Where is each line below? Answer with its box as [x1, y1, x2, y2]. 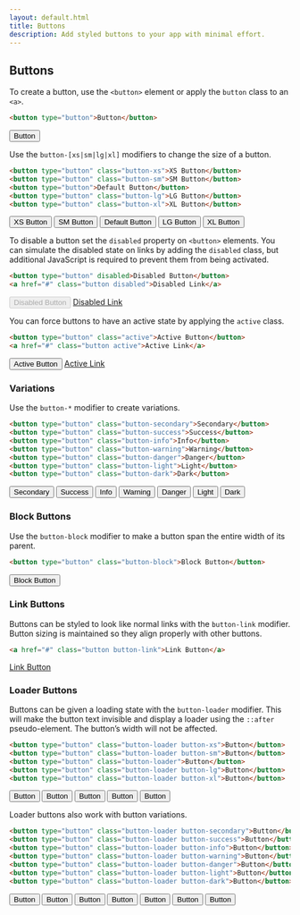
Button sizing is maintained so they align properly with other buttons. [9, 628, 262, 639]
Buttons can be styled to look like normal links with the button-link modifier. [9, 618, 291, 629]
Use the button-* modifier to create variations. [9, 402, 180, 413]
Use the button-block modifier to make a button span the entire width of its [9, 530, 286, 541]
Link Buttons [9, 598, 65, 611]
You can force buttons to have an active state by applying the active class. [9, 316, 285, 326]
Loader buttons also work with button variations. [9, 809, 187, 820]
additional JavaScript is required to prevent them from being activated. [9, 254, 270, 265]
